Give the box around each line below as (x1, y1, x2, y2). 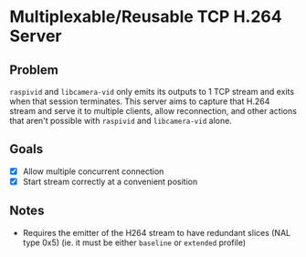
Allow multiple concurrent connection (22, 166, 164, 177)
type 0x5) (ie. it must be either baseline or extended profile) (22, 237, 247, 248)
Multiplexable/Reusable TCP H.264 (9, 6, 282, 27)
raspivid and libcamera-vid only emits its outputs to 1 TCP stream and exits (9, 87, 295, 97)
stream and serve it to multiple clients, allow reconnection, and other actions (9, 106, 297, 116)
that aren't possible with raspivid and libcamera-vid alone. (9, 116, 233, 126)
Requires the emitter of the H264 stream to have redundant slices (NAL (22, 227, 290, 238)
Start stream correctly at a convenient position (22, 176, 198, 187)
